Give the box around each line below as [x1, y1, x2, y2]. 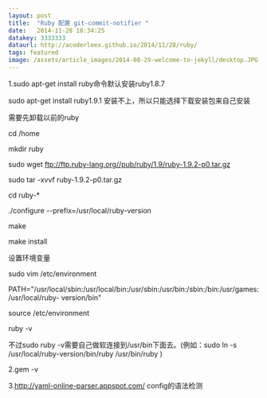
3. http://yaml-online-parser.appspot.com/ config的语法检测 [8, 380, 203, 390]
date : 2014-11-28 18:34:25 [8, 26, 105, 34]
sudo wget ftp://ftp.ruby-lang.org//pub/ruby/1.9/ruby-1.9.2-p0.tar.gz [8, 159, 231, 169]
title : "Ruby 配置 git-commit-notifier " [8, 19, 149, 27]
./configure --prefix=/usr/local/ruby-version [8, 205, 151, 215]
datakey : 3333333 [8, 33, 66, 42]
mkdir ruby [8, 144, 44, 154]
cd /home [8, 128, 40, 138]
